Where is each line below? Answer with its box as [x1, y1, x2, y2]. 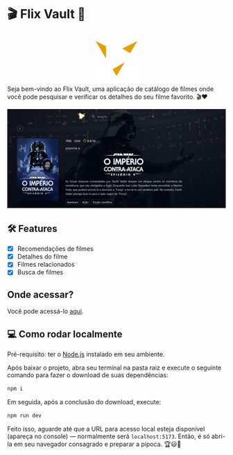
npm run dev [7, 412, 42, 419]
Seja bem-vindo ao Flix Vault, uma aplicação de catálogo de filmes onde [7, 85, 214, 93]
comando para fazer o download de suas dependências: [7, 371, 169, 379]
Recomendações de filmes [17, 245, 94, 253]
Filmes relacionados [17, 260, 75, 269]
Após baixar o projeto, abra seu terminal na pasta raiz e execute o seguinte [7, 363, 222, 372]
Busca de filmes [17, 268, 64, 276]
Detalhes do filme [17, 252, 68, 261]
